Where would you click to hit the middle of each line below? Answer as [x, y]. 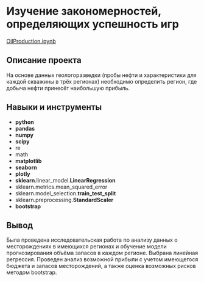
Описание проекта [44, 60]
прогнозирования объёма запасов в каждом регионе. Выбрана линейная [102, 253]
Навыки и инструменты [54, 107]
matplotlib [28, 161]
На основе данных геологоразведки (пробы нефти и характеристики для [101, 75]
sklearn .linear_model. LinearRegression [65, 180]
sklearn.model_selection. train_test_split [65, 193]
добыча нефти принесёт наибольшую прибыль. [68, 88]
